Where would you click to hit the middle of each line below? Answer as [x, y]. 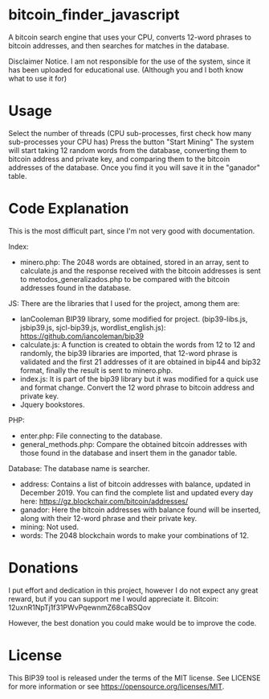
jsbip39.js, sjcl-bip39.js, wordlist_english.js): [93, 327]
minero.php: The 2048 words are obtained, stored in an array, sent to [134, 262]
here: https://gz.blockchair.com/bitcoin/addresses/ [104, 501]
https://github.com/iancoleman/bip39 [82, 336]
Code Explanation [69, 209]
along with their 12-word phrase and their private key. [108, 518]
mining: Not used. [49, 527]
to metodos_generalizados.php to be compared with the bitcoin [125, 279]
